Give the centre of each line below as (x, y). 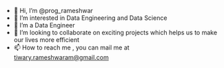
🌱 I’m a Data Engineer (44, 25)
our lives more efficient (47, 40)
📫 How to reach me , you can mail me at (71, 47)
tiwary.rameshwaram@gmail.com (61, 57)
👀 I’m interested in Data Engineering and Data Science (90, 18)
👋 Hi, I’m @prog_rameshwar (53, 11)
